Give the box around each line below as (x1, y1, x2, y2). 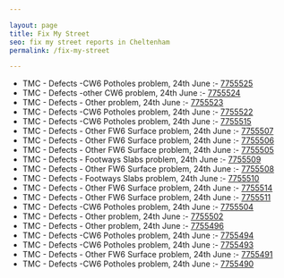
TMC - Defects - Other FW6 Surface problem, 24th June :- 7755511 (22, 192, 271, 203)
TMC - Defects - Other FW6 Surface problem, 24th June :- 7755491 (22, 249, 273, 260)
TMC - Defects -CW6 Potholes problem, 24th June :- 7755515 (22, 116, 252, 127)
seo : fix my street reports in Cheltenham (9, 38, 170, 46)
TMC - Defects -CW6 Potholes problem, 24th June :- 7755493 (22, 240, 254, 250)
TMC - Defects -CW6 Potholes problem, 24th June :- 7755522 (22, 106, 254, 117)
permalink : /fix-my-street (9, 46, 110, 55)
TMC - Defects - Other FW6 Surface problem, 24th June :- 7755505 (22, 145, 275, 156)
